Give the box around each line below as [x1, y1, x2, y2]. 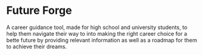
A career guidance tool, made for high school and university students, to [6, 24, 188, 31]
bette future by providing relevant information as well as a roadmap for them [6, 36, 198, 44]
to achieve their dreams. [6, 43, 67, 50]
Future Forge [6, 4, 72, 18]
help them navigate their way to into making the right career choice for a [6, 30, 187, 37]
